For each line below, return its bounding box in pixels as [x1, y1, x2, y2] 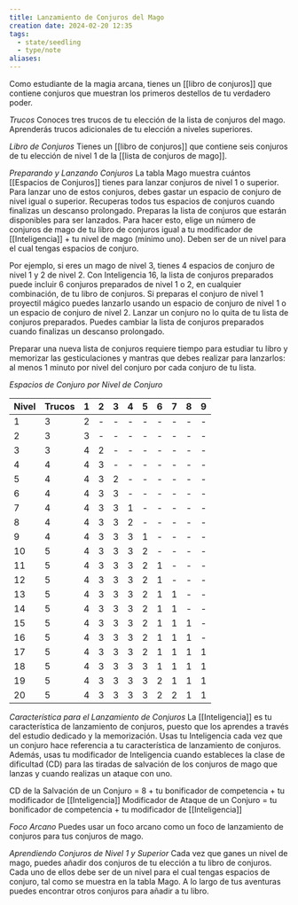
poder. [9, 98, 34, 107]
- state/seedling [17, 37, 82, 47]
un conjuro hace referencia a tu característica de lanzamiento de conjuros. [9, 740, 282, 750]
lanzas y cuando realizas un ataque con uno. [9, 768, 173, 778]
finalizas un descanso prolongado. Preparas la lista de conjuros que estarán [9, 206, 286, 215]
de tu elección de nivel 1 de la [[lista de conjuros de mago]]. [9, 151, 228, 160]
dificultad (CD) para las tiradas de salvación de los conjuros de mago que [9, 759, 278, 769]
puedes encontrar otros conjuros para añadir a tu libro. [9, 885, 210, 896]
